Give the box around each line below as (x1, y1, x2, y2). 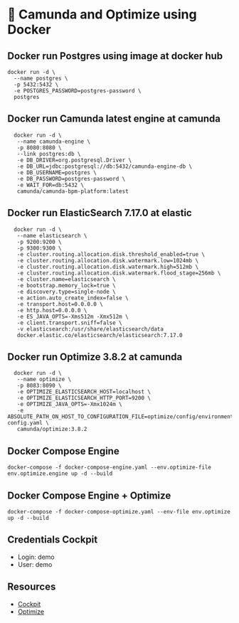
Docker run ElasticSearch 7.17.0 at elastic (7, 207, 192, 219)
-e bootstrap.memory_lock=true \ (16, 282, 116, 289)
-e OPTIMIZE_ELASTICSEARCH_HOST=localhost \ (16, 388, 152, 395)
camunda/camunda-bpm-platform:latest (16, 188, 129, 195)
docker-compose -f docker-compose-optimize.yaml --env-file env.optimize (7, 508, 231, 516)
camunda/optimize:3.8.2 (16, 426, 87, 433)
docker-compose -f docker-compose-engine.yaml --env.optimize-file (7, 464, 212, 472)
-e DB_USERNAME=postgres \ (16, 169, 97, 176)
